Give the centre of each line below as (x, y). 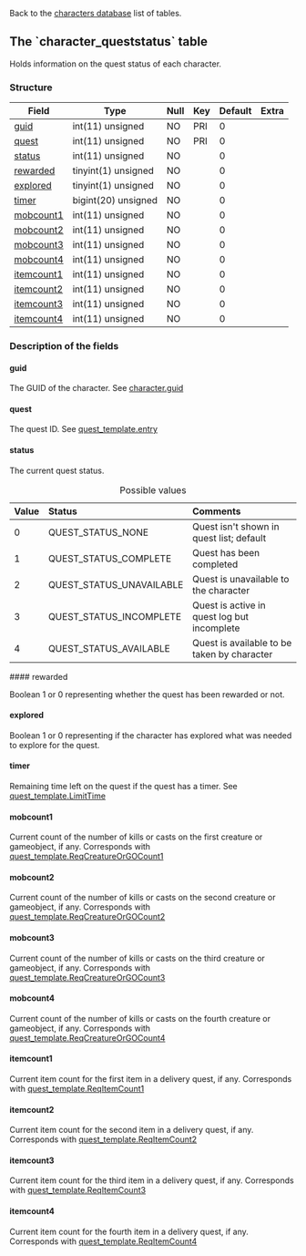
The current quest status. (57, 470)
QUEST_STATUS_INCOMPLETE (115, 616)
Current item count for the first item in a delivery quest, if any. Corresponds (151, 1079)
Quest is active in (229, 605)
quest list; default (229, 538)
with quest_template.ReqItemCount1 (77, 1089)
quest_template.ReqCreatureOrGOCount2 (87, 917)
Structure (31, 88)
